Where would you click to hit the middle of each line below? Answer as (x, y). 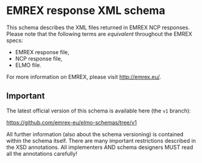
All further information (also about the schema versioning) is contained (95, 134)
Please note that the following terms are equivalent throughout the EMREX (99, 33)
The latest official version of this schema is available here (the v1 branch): (99, 111)
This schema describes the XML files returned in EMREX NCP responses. (98, 27)
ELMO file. (28, 65)
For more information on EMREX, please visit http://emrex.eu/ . (84, 77)
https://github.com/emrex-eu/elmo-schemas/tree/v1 (71, 122)
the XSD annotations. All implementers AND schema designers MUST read (100, 147)
